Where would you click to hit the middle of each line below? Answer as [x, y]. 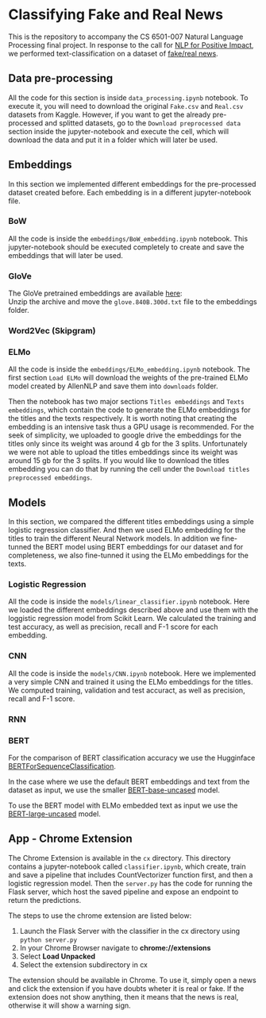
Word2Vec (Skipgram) [52, 331]
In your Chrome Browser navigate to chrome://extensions [115, 947]
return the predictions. [45, 900]
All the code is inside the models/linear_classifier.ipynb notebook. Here [129, 602]
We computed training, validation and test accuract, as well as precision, [127, 690]
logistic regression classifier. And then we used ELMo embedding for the [127, 530]
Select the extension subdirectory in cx [84, 964]
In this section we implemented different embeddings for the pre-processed [132, 183]
